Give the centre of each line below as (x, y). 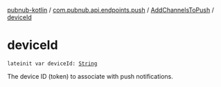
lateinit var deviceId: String (52, 64)
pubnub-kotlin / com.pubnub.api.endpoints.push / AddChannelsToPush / (111, 10)
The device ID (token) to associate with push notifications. (90, 76)
